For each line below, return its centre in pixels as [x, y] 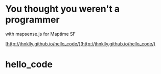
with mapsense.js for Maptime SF [40, 34]
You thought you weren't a [63, 9]
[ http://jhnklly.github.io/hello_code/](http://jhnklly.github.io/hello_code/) [80, 43]
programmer [32, 20]
